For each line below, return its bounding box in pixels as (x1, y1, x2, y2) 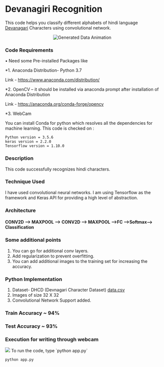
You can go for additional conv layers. (12, 248, 89, 254)
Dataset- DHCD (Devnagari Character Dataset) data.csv (12, 286, 125, 293)
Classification (5, 225, 34, 230)
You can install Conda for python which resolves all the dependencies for (5, 120, 153, 126)
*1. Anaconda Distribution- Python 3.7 (5, 67, 82, 73)
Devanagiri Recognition (5, 3, 103, 15)
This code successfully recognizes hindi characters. (5, 166, 111, 172)
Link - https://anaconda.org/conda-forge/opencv (5, 101, 104, 107)
